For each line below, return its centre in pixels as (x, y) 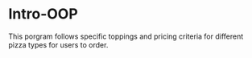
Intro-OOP (43, 14)
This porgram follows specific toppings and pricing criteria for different (126, 36)
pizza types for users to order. (58, 44)
